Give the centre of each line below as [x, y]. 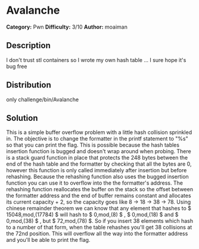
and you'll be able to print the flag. [48, 240]
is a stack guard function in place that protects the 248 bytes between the [97, 158]
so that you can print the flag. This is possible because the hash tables [93, 145]
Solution [22, 118]
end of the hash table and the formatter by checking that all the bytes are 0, [99, 164]
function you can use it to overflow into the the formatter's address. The [95, 183]
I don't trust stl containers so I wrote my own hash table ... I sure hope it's [96, 60]
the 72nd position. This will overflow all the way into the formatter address [97, 234]
